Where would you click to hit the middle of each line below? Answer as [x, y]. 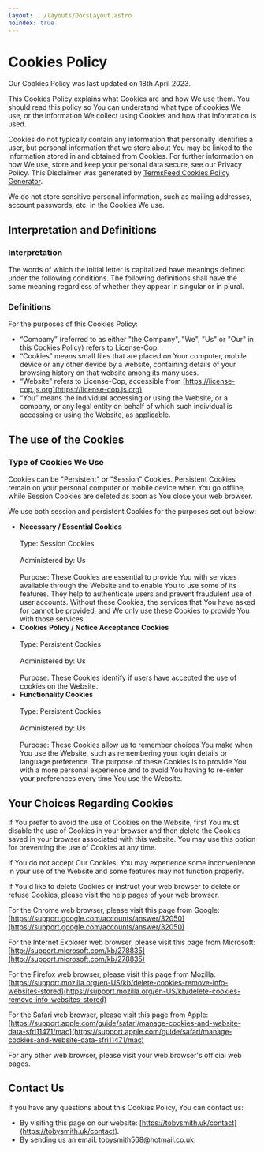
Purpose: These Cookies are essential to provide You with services [128, 577]
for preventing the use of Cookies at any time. [83, 847]
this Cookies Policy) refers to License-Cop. [89, 347]
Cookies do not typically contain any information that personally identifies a [131, 140]
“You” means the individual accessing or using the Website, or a [124, 398]
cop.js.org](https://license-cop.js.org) [81, 390]
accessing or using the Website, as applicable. [95, 415]
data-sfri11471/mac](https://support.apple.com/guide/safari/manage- [120, 1031]
